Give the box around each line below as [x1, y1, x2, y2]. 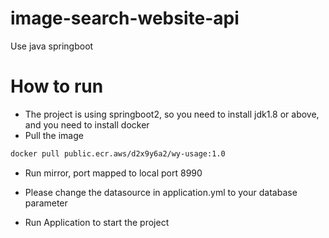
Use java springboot [10, 40, 94, 52]
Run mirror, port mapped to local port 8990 [24, 167, 203, 179]
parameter [24, 197, 68, 209]
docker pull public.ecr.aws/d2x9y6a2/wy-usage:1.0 [10, 148, 226, 159]
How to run [10, 75, 104, 98]
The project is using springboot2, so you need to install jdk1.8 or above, [24, 108, 320, 120]
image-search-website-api [10, 7, 240, 30]
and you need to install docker [24, 118, 150, 131]
